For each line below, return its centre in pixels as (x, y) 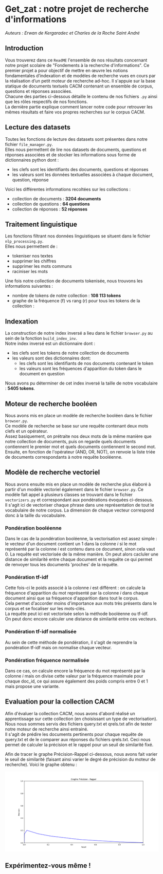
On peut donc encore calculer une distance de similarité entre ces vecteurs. (81, 619)
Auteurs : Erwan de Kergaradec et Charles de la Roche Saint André (72, 33)
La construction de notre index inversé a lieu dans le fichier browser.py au (79, 333)
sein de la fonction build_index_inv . (41, 339)
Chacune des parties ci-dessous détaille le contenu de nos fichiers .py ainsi (81, 96)
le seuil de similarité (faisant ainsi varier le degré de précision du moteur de (80, 759)
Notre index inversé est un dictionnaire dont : (50, 343)
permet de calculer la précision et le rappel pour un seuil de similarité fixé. (79, 745)
